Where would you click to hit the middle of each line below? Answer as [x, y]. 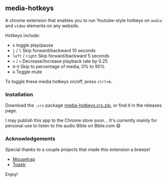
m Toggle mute [27, 72]
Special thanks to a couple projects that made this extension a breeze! [78, 149]
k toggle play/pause [33, 45]
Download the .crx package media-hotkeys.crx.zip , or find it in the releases [83, 105]
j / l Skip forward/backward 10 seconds [54, 50]
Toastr [19, 164]
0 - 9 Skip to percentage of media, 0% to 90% [59, 66]
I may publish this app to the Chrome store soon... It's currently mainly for [81, 120]
